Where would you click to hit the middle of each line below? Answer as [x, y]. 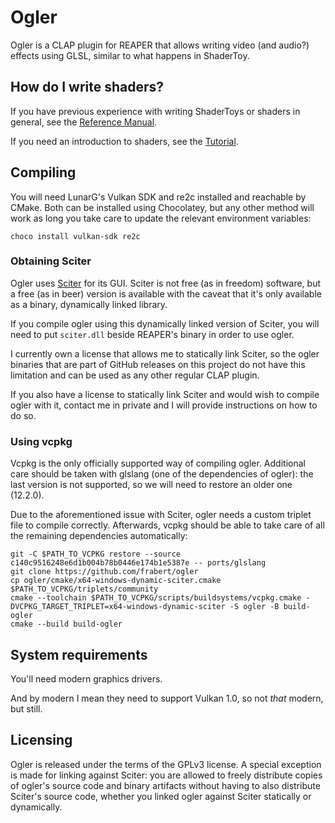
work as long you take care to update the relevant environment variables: [161, 218]
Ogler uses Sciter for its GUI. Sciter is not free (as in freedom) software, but [166, 283]
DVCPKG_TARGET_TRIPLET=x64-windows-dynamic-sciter [118, 607]
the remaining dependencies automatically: [99, 536]
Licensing [41, 740]
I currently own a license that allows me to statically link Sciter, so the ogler [165, 353]
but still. [26, 708]
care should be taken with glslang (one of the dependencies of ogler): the [162, 474]
